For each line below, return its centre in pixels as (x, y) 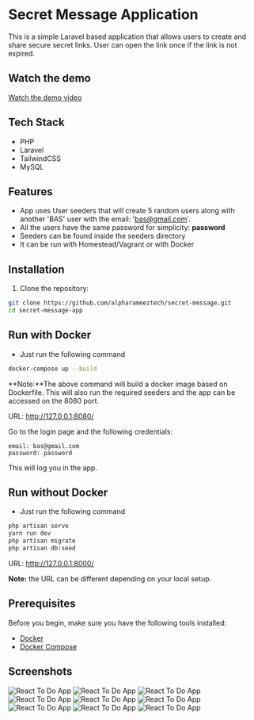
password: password (40, 453)
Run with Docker (50, 335)
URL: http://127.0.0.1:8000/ (51, 563)
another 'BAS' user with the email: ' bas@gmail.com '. (105, 219)
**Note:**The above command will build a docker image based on (118, 384)
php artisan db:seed (42, 549)
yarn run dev (30, 534)
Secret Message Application (103, 15)
